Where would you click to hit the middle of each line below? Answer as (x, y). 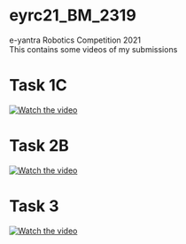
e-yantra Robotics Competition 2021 (75, 40)
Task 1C (39, 86)
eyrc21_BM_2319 (73, 16)
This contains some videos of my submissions (93, 49)
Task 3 (34, 206)
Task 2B (39, 146)
